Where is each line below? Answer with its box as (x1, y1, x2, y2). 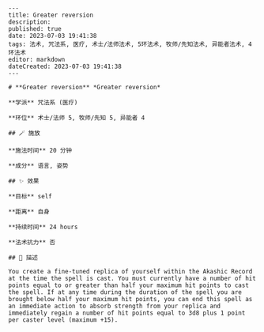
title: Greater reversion (8, 11, 93, 19)
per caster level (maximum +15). (8, 316, 119, 324)
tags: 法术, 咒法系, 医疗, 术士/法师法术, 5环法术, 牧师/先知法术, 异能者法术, (8, 40, 245, 48)
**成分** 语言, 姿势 (8, 162, 69, 170)
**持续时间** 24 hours (8, 223, 78, 231)
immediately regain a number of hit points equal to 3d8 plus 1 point (8, 309, 246, 317)
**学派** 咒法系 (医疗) (8, 99, 78, 107)
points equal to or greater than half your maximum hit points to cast (8, 281, 249, 289)
